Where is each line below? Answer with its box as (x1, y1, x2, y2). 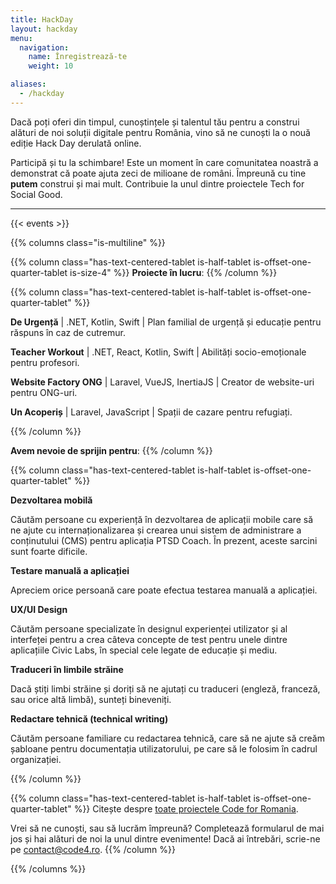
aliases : (10, 79, 47, 90)
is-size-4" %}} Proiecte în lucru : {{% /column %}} (69, 266, 278, 278)
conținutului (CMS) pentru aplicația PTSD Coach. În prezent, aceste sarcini (10, 534, 318, 546)
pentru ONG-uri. (10, 386, 78, 398)
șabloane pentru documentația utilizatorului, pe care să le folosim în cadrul (10, 742, 318, 755)
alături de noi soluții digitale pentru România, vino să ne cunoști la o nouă (10, 126, 311, 138)
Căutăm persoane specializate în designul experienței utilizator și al (10, 622, 288, 635)
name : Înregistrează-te (28, 52, 128, 62)
